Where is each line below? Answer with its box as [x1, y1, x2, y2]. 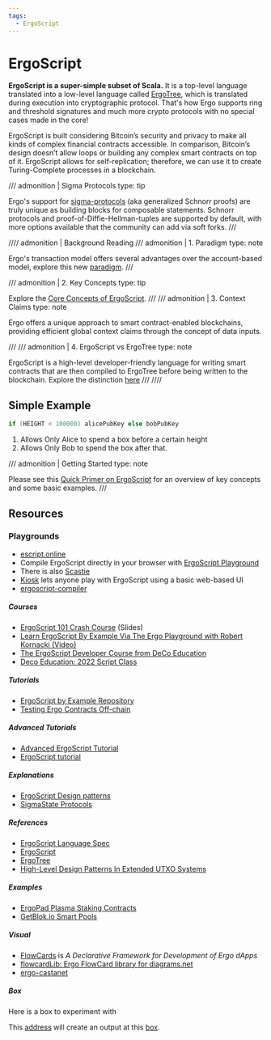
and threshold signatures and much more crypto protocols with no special [8, 107, 255, 116]
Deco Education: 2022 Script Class [19, 657, 138, 666]
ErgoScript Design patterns [19, 790, 111, 801]
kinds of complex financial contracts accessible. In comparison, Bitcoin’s [8, 139, 251, 150]
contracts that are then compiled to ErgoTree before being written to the [8, 366, 248, 376]
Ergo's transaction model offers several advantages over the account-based [8, 254, 263, 264]
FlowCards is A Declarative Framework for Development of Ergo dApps [19, 950, 258, 960]
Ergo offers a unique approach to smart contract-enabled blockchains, [8, 318, 243, 328]
